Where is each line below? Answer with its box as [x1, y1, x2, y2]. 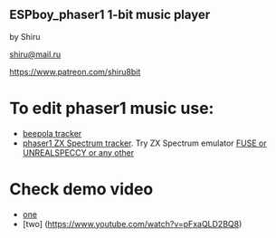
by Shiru [9, 31, 41, 42]
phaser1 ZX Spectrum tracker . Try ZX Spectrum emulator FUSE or [22, 138, 267, 148]
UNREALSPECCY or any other [22, 147, 135, 157]
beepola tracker [22, 128, 82, 138]
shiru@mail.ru [9, 49, 62, 60]
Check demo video [9, 178, 154, 199]
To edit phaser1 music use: [9, 99, 214, 119]
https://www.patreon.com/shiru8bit [9, 66, 141, 77]
